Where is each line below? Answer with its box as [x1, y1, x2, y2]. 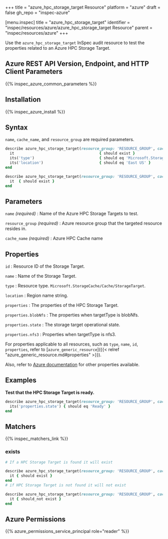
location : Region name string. [5, 292, 68, 298]
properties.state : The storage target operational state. [5, 321, 120, 328]
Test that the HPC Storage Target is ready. [5, 389, 94, 395]
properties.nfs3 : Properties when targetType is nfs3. [5, 332, 116, 338]
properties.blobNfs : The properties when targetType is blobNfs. [5, 312, 139, 318]
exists [5, 448, 20, 455]
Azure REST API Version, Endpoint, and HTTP [5, 60, 149, 68]
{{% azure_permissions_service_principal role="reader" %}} [5, 528, 129, 534]
